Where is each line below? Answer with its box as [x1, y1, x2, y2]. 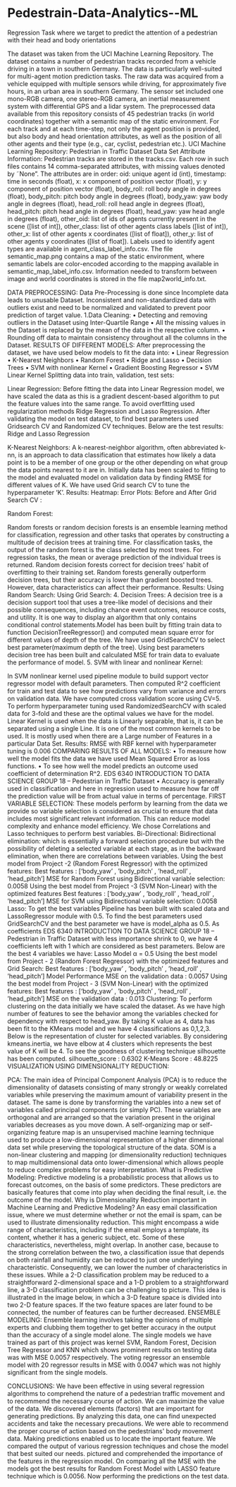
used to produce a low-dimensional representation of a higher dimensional [7, 1135, 224, 1144]
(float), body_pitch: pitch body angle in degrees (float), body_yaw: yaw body [7, 192, 228, 201]
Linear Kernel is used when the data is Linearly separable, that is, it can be [7, 717, 223, 725]
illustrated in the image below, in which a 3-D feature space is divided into [7, 1293, 222, 1301]
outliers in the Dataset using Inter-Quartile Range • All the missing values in [7, 318, 226, 326]
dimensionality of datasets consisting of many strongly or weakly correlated [7, 1082, 228, 1092]
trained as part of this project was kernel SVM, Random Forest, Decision [7, 1338, 217, 1346]
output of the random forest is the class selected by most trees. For [7, 545, 203, 554]
